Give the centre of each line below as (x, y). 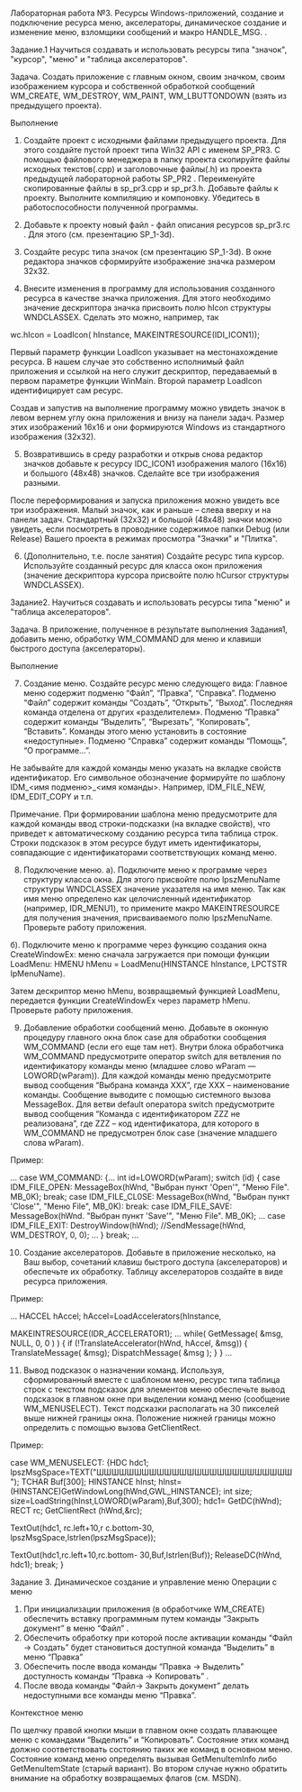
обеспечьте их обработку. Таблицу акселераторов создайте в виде (153, 1271)
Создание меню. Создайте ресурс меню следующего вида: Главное (155, 683)
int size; (238, 1491)
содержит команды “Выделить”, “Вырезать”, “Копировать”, (137, 722)
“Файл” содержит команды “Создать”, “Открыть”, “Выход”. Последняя (158, 703)
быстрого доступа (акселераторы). (78, 649)
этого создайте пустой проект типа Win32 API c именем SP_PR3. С (152, 150)
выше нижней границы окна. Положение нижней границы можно (150, 1418)
